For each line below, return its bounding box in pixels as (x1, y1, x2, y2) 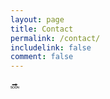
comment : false (10, 52, 74, 62)
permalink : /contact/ (10, 33, 101, 43)
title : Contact (10, 24, 74, 34)
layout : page (10, 14, 65, 25)
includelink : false (10, 42, 92, 53)
